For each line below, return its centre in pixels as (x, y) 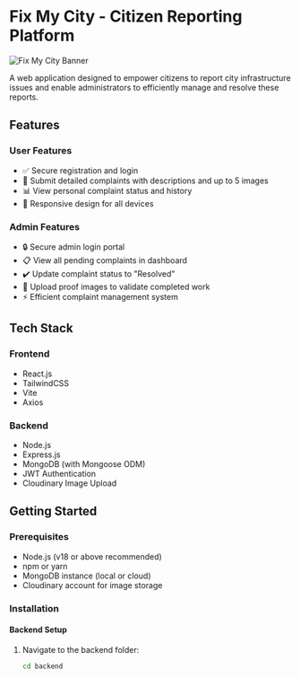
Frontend (30, 354)
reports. (24, 97)
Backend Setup (38, 630)
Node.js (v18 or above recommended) (92, 556)
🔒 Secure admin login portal (73, 247)
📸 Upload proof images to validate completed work (116, 286)
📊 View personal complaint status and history (107, 190)
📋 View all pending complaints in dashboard (105, 260)
